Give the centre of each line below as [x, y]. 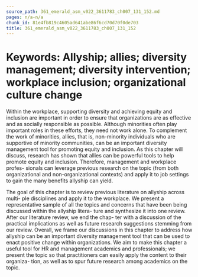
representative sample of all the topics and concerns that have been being [97, 205]
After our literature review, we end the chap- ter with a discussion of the [94, 217]
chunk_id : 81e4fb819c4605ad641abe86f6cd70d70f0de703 [72, 22]
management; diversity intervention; [98, 70]
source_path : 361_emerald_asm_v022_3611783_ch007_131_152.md [83, 12]
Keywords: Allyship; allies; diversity [97, 57]
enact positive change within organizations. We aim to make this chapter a [97, 243]
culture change [44, 95]
